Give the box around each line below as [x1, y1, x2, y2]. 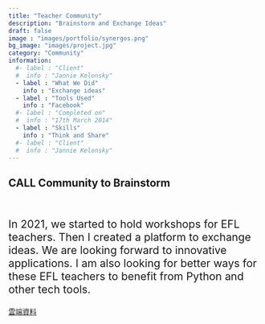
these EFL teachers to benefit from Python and [8, 269, 244, 283]
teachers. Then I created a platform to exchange [8, 230, 251, 244]
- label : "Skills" [15, 124, 81, 132]
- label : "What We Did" [15, 79, 99, 87]
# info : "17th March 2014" [15, 117, 113, 125]
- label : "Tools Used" [15, 94, 95, 102]
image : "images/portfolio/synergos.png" [8, 34, 149, 43]
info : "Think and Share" [22, 131, 110, 139]
